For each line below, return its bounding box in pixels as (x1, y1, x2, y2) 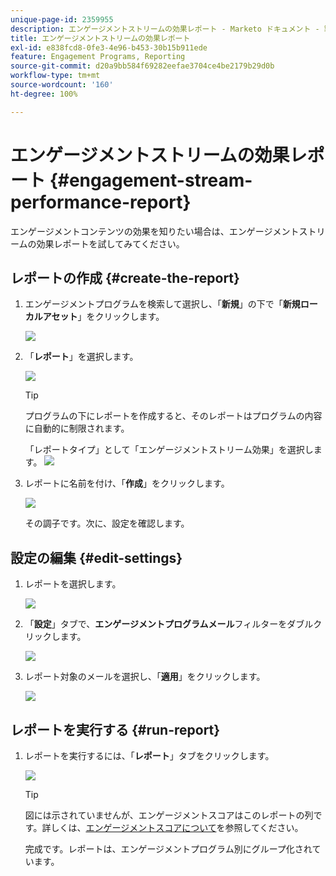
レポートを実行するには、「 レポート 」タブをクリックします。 (24, 750, 275, 761)
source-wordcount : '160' (10, 80, 114, 90)
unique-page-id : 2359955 (10, 14, 114, 25)
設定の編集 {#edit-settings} (10, 549, 183, 566)
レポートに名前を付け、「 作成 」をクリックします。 (24, 477, 230, 490)
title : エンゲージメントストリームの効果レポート (10, 33, 191, 43)
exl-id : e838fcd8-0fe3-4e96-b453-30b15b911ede (10, 42, 208, 53)
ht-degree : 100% (10, 89, 78, 99)
